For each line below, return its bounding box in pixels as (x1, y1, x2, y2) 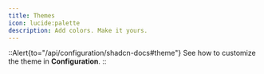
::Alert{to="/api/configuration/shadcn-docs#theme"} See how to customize (8, 49, 257, 58)
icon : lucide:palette (8, 19, 81, 27)
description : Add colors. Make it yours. (8, 26, 148, 34)
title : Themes (8, 11, 56, 20)
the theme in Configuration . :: (8, 56, 107, 66)
